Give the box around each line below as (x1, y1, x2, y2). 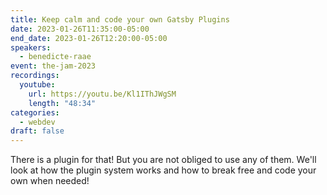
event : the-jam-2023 (10, 61, 97, 71)
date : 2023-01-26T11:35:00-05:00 (10, 24, 150, 34)
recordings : (10, 71, 60, 81)
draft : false (10, 126, 65, 136)
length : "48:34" (28, 98, 97, 108)
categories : (10, 107, 60, 118)
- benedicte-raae (19, 52, 92, 62)
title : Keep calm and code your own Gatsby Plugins (10, 14, 230, 25)
